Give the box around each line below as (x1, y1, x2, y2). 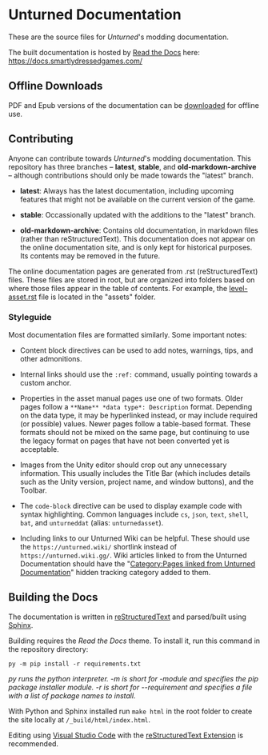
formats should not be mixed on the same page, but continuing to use (19, 427, 250, 437)
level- (229, 283, 248, 293)
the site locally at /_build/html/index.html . (8, 714, 150, 725)
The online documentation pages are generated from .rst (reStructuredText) (8, 266, 258, 276)
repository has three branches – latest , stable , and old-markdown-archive (8, 162, 257, 171)
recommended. (8, 738, 58, 749)
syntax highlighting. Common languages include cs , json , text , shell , (19, 509, 249, 519)
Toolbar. (19, 485, 47, 495)
